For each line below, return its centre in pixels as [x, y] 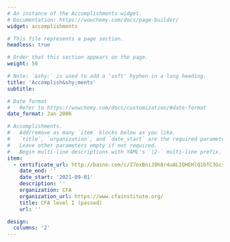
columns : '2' [32, 228]
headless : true [29, 45]
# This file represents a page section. [66, 38]
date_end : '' [38, 171]
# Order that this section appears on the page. [78, 58]
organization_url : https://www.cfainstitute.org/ [92, 196]
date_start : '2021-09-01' [56, 178]
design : [18, 221]
